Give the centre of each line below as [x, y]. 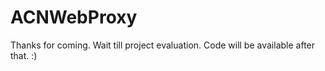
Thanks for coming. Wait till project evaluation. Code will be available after [163, 45]
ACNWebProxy [74, 17]
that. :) [24, 55]
